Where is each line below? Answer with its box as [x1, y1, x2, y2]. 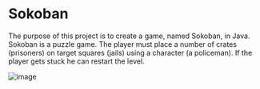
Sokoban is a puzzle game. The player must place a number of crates [8, 39, 238, 48]
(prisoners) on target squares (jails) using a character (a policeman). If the [8, 48, 253, 57]
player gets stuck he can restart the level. [8, 56, 146, 66]
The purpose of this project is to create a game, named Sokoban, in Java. [8, 31, 250, 41]
